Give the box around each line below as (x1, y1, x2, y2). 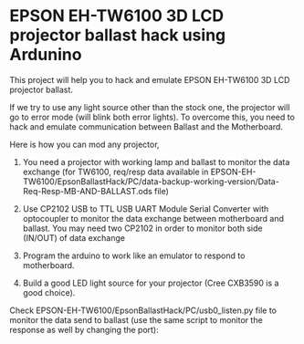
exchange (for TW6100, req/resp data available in (22, 166, 209, 177)
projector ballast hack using (9, 25, 226, 46)
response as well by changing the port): (9, 324, 160, 335)
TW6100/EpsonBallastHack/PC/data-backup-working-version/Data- (22, 175, 280, 187)
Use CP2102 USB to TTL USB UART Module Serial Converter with (22, 203, 269, 214)
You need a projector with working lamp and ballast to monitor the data (22, 156, 290, 167)
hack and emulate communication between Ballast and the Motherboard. (9, 120, 283, 132)
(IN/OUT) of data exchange (22, 232, 126, 243)
